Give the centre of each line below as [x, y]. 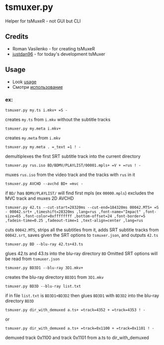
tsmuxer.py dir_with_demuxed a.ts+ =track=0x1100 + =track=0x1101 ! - [80, 328]
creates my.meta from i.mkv [33, 138]
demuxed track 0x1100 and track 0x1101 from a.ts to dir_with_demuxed [77, 338]
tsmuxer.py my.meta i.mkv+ [33, 129]
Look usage [24, 82]
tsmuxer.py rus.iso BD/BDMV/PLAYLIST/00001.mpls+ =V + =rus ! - [73, 165]
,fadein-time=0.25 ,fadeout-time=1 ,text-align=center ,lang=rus [74, 220]
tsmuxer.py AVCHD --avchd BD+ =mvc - [44, 183]
